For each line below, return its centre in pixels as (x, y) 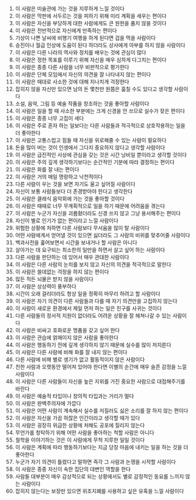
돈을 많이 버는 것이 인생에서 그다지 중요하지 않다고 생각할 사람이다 (90, 147)
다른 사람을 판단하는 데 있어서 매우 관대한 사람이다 (72, 257)
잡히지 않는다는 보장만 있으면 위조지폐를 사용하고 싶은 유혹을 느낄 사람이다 (99, 491)
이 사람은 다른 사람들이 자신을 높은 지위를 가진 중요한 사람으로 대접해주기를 (100, 381)
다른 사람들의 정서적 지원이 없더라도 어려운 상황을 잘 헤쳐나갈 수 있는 (93, 315)
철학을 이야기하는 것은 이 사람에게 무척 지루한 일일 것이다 (80, 440)
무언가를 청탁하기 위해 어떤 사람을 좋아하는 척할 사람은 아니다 (85, 432)
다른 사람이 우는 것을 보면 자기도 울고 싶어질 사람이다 (75, 184)
